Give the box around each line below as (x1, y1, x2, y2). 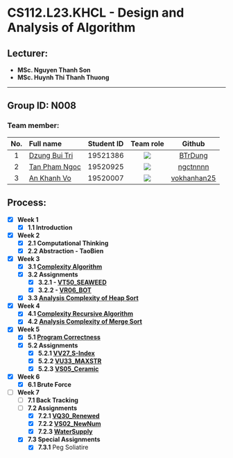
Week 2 (17, 231, 40, 239)
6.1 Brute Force (27, 380, 71, 388)
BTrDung (179, 150, 208, 160)
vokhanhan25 (171, 173, 216, 182)
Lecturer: (7, 47, 49, 59)
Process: (7, 197, 46, 209)
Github (182, 139, 205, 148)
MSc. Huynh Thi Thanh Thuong (17, 73, 110, 81)
